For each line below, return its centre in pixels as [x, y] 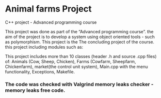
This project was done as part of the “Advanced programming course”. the [79, 31]
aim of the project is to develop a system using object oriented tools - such [80, 37]
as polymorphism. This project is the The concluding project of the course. [80, 42]
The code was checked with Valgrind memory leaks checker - [79, 84]
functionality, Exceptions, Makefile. [40, 71]
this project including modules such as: [44, 47]
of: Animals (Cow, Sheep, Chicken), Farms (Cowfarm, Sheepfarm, [71, 61]
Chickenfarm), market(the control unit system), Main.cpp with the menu [77, 67]
